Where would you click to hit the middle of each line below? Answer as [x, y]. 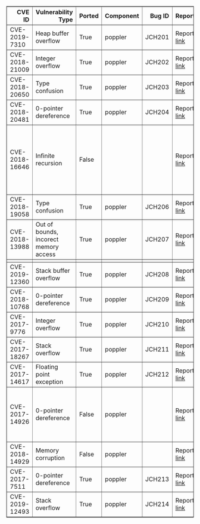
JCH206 [157, 207]
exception [49, 382]
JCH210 [157, 324]
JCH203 [157, 87]
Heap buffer [52, 33]
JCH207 [157, 239]
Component [122, 16]
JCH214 [157, 504]
